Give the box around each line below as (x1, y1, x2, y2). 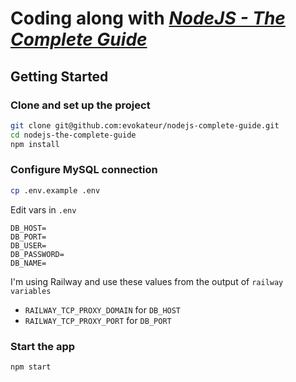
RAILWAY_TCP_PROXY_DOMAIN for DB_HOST (24, 303, 182, 316)
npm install (10, 139, 60, 149)
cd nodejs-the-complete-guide (10, 130, 137, 140)
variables (10, 286, 52, 296)
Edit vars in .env (10, 203, 77, 216)
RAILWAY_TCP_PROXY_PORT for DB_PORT (24, 314, 172, 326)
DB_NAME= (10, 258, 47, 268)
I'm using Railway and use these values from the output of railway (10, 275, 284, 287)
